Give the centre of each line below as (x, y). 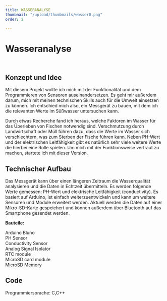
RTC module (18, 254)
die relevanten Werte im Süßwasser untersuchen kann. (62, 111)
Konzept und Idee (34, 77)
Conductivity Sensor (26, 243)
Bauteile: (15, 223)
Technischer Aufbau (38, 169)
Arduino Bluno (20, 232)
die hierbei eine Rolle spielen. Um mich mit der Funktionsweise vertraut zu (82, 148)
